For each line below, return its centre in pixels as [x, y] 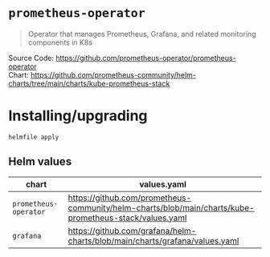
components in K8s [60, 42]
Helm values [40, 162]
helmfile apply [34, 137]
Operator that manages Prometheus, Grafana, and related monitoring [142, 34]
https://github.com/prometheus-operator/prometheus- [146, 58]
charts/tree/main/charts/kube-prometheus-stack [89, 83]
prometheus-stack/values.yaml [127, 218]
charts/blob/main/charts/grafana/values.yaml [153, 240]
